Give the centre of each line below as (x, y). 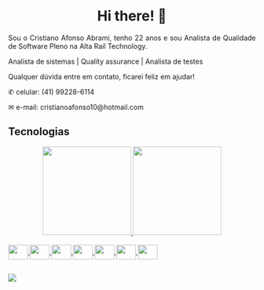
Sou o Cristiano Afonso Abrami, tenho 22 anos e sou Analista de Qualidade (132, 38)
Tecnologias (39, 132)
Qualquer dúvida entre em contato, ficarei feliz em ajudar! (101, 76)
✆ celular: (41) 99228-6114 (51, 92)
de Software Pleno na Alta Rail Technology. (78, 46)
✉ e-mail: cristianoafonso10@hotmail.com (76, 107)
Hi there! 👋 (132, 16)
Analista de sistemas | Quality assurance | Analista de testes (106, 61)
